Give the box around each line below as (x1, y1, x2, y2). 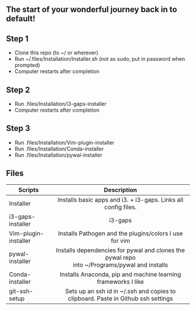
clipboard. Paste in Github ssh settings (68, 294, 173, 302)
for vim (110, 236, 130, 244)
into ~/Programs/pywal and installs (72, 260, 168, 268)
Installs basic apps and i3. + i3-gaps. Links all (57, 195, 184, 204)
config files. (104, 203, 137, 211)
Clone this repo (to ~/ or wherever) (14, 49, 99, 56)
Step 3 (6, 123, 30, 133)
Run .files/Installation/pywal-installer (14, 151, 103, 159)
